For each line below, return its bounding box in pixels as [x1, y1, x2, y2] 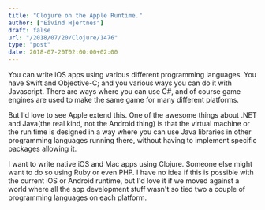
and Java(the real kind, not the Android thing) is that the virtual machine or [8, 119, 251, 128]
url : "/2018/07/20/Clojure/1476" [8, 33, 118, 42]
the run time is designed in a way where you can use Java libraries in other [8, 127, 252, 137]
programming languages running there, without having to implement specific [8, 136, 257, 144]
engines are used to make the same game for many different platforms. [8, 96, 239, 104]
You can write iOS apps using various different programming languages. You [8, 70, 257, 79]
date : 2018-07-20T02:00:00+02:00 [8, 48, 118, 56]
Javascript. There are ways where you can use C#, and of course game [8, 87, 241, 96]
